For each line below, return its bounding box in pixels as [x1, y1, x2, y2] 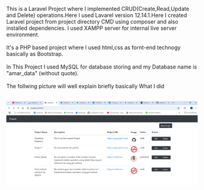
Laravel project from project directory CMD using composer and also [6, 18, 178, 25]
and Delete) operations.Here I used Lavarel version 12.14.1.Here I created [6, 12, 187, 19]
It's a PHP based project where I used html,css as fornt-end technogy [6, 44, 181, 51]
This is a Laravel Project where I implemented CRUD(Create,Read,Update [6, 5, 189, 12]
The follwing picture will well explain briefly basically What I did [6, 83, 165, 90]
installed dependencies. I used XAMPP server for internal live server [6, 24, 177, 32]
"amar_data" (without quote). [6, 70, 79, 76]
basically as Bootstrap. [6, 50, 64, 57]
